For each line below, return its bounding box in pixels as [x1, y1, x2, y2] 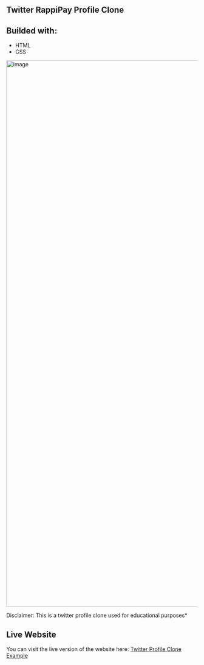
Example [6, 652, 29, 660]
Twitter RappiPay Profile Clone [6, 5, 124, 15]
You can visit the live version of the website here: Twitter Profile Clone [6, 646, 182, 653]
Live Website [6, 629, 56, 639]
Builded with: [6, 26, 58, 36]
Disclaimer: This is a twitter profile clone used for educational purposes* [6, 611, 188, 619]
